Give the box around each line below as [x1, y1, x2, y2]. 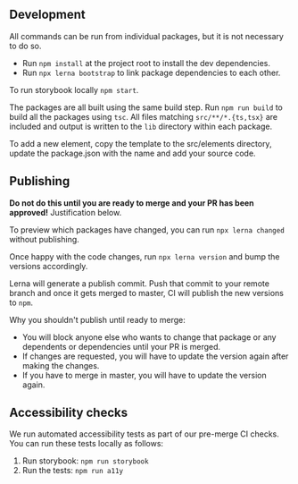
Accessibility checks [9, 405, 128, 420]
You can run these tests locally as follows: [9, 438, 163, 449]
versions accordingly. [9, 260, 88, 271]
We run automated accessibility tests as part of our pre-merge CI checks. [9, 429, 279, 439]
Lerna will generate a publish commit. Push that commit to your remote [9, 277, 270, 289]
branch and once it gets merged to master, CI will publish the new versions [9, 287, 284, 298]
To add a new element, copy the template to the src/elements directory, [9, 138, 272, 149]
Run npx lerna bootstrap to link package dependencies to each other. [21, 67, 281, 78]
